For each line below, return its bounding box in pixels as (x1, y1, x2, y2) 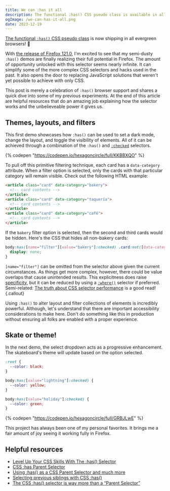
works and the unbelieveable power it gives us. (5, 103, 104, 109)
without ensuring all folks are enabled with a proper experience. (5, 316, 138, 322)
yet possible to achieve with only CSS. (5, 78, 85, 84)
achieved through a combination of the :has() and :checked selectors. (5, 142, 151, 148)
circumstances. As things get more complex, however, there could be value (5, 269, 162, 275)
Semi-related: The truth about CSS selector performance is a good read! (5, 285, 156, 291)
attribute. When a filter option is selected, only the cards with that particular (5, 168, 163, 174)
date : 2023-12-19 (5, 21, 42, 27)
